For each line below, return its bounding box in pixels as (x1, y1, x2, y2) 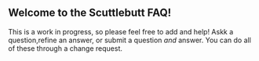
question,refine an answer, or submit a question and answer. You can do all (8, 35, 251, 45)
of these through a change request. (8, 43, 123, 53)
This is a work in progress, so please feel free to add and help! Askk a (8, 27, 234, 36)
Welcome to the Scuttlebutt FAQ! (8, 6, 172, 20)
